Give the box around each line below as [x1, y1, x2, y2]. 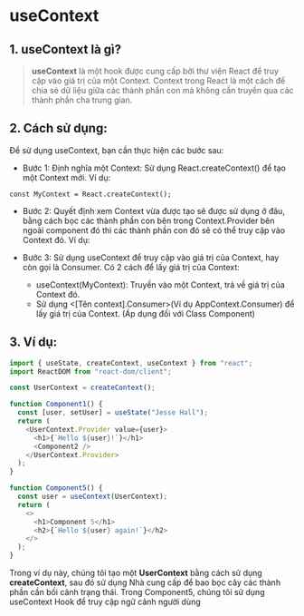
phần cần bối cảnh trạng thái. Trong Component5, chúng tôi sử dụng [9, 587, 265, 597]
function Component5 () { [9, 484, 103, 493]
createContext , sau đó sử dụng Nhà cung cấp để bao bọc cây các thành [9, 577, 281, 588]
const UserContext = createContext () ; [9, 383, 156, 393]
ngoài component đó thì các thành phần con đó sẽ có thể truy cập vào [22, 224, 286, 236]
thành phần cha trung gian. [31, 94, 133, 105]
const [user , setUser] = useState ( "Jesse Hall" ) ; [17, 408, 208, 417]
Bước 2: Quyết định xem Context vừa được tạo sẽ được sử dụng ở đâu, [22, 205, 285, 216]
